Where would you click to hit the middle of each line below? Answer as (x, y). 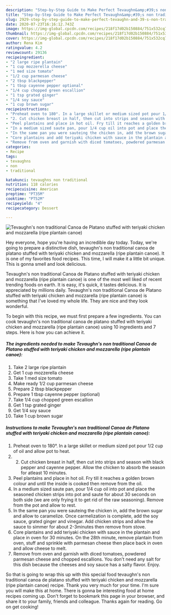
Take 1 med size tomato (38, 378)
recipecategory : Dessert (32, 208)
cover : (13, 39)
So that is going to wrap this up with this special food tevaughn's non (78, 574)
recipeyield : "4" (24, 203)
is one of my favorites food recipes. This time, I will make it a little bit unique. (85, 258)
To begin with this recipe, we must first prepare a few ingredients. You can (83, 316)
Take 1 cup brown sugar (38, 416)
